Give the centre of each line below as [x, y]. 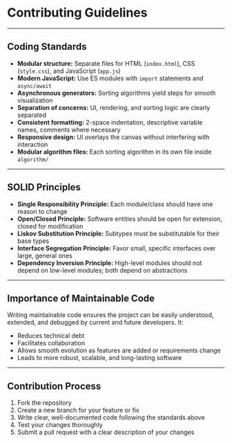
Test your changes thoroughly [60, 425]
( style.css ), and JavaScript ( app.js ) [69, 71]
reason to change [42, 211]
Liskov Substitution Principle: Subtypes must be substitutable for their [118, 233]
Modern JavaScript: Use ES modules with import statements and [110, 78]
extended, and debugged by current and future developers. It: [95, 323]
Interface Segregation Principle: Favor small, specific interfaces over [116, 248]
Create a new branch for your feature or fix [78, 410]
